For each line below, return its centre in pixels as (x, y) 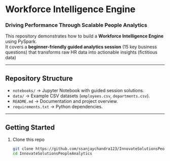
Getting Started (30, 127)
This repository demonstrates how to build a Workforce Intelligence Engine (84, 36)
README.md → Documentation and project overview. (65, 101)
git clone (23, 149)
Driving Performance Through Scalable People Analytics (76, 25)
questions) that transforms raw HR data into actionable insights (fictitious (81, 52)
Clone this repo (28, 140)
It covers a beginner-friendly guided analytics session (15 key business (81, 47)
